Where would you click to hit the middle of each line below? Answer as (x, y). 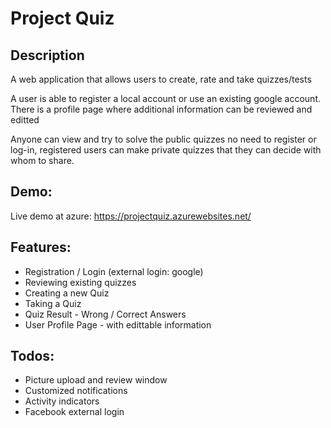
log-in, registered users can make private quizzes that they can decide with (166, 150)
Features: (41, 247)
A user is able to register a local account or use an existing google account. (166, 98)
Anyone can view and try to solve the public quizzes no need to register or (163, 139)
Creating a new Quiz (67, 293)
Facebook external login (74, 412)
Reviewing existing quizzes (80, 282)
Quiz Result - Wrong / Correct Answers (105, 314)
